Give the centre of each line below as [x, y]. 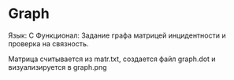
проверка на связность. [48, 43]
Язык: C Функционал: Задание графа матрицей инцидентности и [117, 35]
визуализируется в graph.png [58, 67]
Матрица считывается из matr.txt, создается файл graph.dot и [112, 59]
